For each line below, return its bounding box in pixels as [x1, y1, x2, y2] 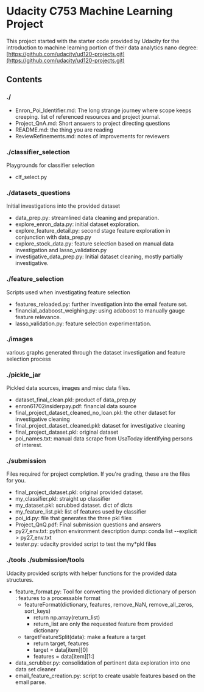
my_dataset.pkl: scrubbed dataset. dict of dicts [15, 501, 133, 509]
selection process [6, 355, 51, 362]
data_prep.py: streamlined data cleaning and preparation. [15, 214, 160, 222]
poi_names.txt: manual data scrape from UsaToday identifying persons [15, 435, 193, 442]
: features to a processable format [15, 594, 100, 601]
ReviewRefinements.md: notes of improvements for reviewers [15, 132, 170, 139]
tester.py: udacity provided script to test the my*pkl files [15, 540, 157, 548]
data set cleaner [15, 665, 56, 673]
